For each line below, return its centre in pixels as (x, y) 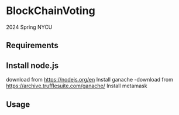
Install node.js (32, 65)
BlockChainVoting (51, 11)
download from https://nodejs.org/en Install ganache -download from (90, 80)
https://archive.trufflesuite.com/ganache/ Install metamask (77, 86)
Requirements (32, 45)
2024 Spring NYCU (29, 27)
